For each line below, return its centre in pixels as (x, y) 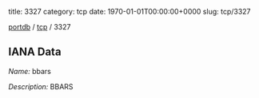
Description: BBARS (41, 86)
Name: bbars (30, 71)
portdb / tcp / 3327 (40, 27)
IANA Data (35, 52)
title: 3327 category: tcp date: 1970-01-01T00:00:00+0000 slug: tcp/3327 (129, 12)
